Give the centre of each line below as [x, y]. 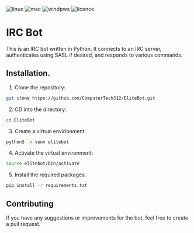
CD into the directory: [40, 109]
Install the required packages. [50, 175]
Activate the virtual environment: [54, 153]
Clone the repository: [40, 87]
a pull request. [23, 224]
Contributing [30, 204]
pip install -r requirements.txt [47, 186]
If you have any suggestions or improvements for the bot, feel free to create [97, 218]
